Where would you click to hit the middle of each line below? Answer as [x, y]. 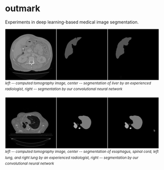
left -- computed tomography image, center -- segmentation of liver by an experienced [78, 83]
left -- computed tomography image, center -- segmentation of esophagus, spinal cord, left [82, 151]
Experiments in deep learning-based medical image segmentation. [72, 22]
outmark [23, 9]
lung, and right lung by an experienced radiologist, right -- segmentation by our [72, 158]
